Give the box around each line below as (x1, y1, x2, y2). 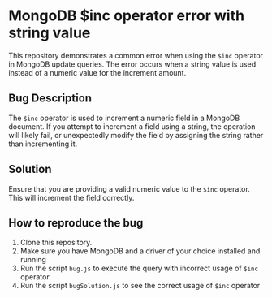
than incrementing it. (8, 139, 78, 149)
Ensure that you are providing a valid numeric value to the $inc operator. (8, 184, 250, 193)
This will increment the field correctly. (8, 192, 135, 202)
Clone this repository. (19, 238, 93, 248)
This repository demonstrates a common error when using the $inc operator (8, 50, 264, 60)
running (19, 255, 47, 265)
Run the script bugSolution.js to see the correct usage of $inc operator (19, 281, 261, 291)
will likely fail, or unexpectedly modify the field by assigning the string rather (8, 130, 264, 140)
